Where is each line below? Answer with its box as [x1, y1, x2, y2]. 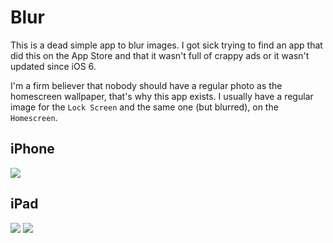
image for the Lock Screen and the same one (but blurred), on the [10, 101, 279, 113]
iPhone [10, 141, 55, 158]
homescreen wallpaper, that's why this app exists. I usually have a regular [10, 90, 314, 102]
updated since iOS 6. [10, 60, 97, 72]
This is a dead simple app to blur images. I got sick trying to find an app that [10, 39, 323, 51]
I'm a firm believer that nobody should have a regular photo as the [10, 79, 283, 91]
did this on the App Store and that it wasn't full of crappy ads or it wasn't [10, 49, 310, 61]
